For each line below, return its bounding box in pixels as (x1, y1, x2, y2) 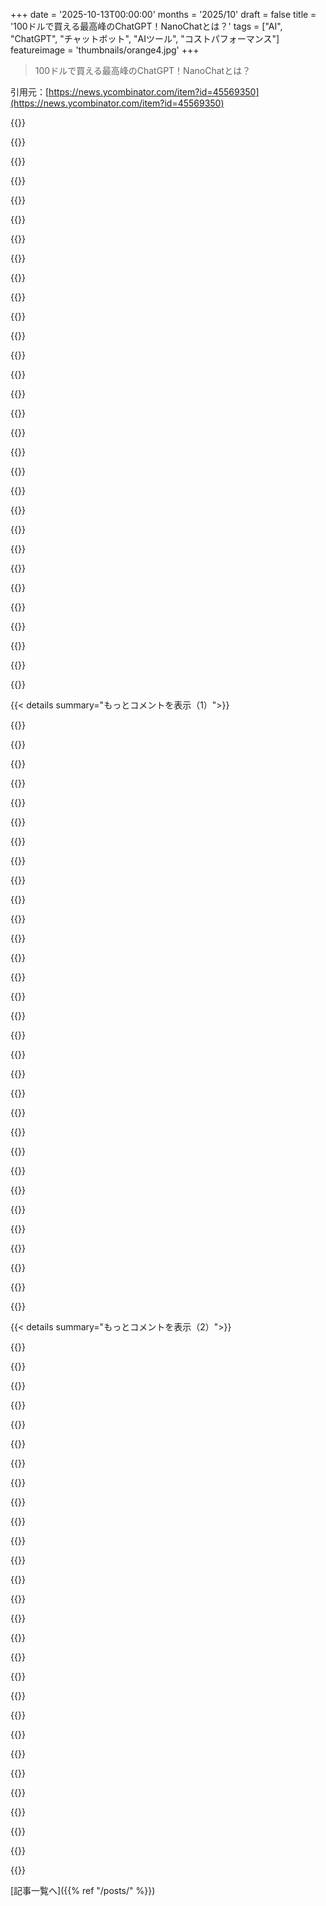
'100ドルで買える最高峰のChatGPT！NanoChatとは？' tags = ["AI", (10, 20, 283, 32)
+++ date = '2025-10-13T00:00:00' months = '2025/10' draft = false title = (10, 9, 317, 20)
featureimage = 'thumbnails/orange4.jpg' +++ (10, 44, 200, 56)
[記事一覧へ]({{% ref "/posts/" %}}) (10, 1885, 156, 1896)
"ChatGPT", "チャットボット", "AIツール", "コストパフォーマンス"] (10, 33, 280, 44)
